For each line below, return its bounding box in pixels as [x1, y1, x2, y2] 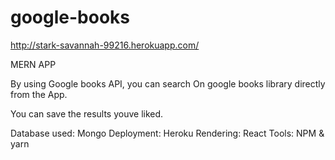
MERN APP [10, 58, 57, 70]
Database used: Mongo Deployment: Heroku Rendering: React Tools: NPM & [10, 127, 325, 139]
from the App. [10, 88, 68, 100]
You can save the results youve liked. [10, 107, 164, 120]
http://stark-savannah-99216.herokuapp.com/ [10, 39, 200, 51]
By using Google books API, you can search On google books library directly [10, 77, 326, 90]
